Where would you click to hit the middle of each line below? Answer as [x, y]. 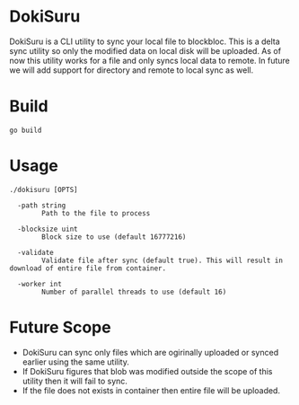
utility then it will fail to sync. [75, 381]
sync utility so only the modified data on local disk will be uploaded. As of [145, 50]
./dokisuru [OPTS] [44, 189]
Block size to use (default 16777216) [114, 237]
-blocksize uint [48, 229]
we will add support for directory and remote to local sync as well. [132, 70]
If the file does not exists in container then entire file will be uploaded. [151, 390]
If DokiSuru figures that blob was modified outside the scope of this [147, 371]
